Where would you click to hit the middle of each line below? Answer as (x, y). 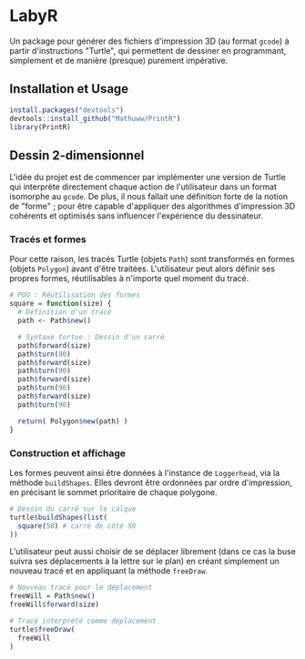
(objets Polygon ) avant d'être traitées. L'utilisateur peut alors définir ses (142, 269)
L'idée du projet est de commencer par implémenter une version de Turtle (148, 177)
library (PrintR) (40, 127)
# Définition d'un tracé (65, 312)
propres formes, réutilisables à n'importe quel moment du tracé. (129, 279)
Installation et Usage (69, 89)
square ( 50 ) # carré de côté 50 (77, 526)
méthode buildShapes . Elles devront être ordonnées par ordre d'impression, (151, 482)
